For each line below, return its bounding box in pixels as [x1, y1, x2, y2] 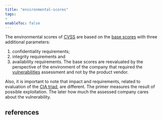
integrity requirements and [12, 54, 66, 60]
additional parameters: [5, 39, 50, 45]
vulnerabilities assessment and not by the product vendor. [12, 69, 129, 75]
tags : [5, 12, 16, 17]
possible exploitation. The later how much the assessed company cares [5, 89, 149, 95]
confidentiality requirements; [12, 49, 70, 54]
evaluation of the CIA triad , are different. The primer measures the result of [5, 84, 155, 90]
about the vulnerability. [5, 94, 51, 100]
